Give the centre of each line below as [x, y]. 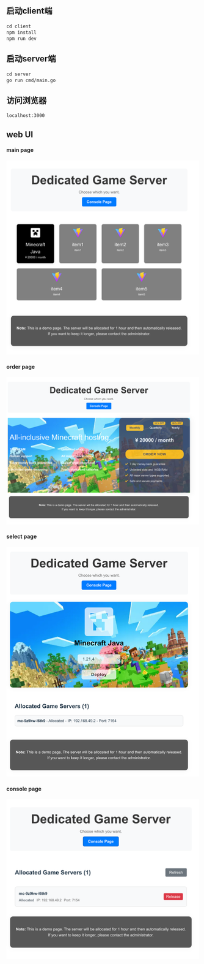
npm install [21, 32]
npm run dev [21, 39]
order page [21, 366]
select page [22, 536]
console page [24, 789]
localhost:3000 [26, 116]
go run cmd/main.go [31, 80]
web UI [20, 135]
